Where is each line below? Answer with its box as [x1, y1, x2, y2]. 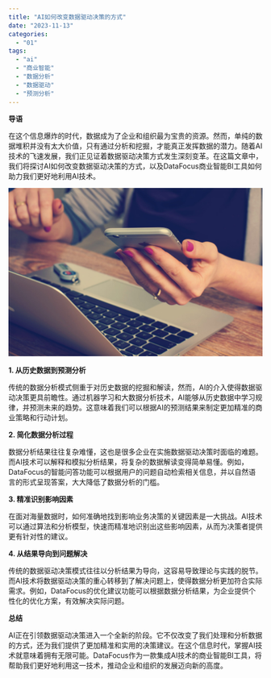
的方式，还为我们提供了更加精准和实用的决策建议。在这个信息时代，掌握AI [8, 641, 256, 651]
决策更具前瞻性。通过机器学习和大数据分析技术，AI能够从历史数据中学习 [15, 393, 256, 402]
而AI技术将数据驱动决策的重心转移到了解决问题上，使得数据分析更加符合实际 [8, 576, 263, 586]
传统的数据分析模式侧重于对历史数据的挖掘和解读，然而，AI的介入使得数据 [8, 383, 256, 393]
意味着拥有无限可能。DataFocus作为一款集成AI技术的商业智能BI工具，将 [22, 651, 262, 660]
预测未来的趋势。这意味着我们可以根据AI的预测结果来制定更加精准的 [29, 403, 256, 413]
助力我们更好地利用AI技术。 [8, 171, 101, 181]
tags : [8, 47, 27, 56]
